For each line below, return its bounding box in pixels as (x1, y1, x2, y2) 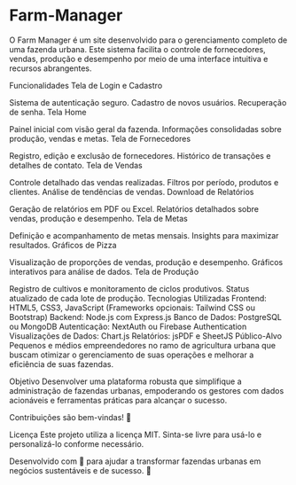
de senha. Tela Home (9, 106, 87, 117)
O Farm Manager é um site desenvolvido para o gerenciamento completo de (9, 35, 288, 45)
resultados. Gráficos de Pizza (9, 239, 117, 250)
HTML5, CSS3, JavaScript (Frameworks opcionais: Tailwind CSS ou (9, 302, 255, 313)
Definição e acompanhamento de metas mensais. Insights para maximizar (9, 230, 279, 240)
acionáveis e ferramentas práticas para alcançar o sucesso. (9, 395, 228, 405)
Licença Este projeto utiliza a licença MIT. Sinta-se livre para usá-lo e (9, 429, 262, 440)
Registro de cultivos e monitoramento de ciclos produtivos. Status (9, 283, 250, 293)
